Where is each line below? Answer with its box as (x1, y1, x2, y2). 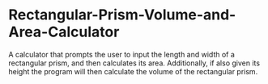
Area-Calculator (8, 23, 120, 41)
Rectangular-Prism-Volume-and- (8, 6, 236, 24)
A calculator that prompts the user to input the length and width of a (8, 49, 235, 59)
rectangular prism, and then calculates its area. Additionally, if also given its (8, 58, 261, 68)
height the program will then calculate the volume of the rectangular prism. (8, 66, 258, 76)
